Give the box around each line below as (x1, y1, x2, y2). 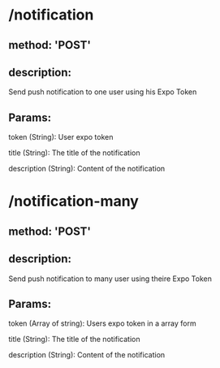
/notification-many (8, 193, 140, 210)
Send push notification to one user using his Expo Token (8, 87, 197, 97)
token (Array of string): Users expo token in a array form (8, 318, 196, 328)
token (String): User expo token (8, 132, 114, 142)
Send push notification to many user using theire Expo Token (8, 274, 213, 284)
